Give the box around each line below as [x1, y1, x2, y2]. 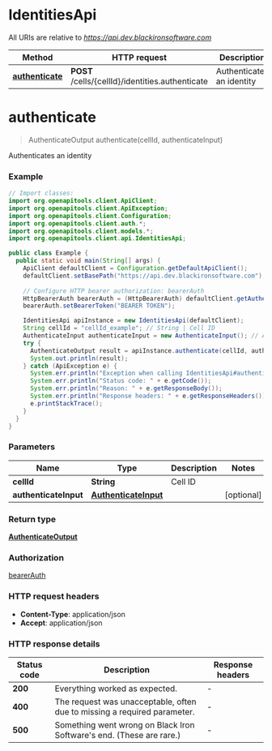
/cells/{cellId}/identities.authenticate [70, 75, 209, 87]
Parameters [8, 441, 55, 453]
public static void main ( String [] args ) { [15, 257, 161, 265]
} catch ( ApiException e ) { [23, 362, 117, 370]
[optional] [224, 489, 262, 500]
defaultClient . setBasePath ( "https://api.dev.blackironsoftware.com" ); [23, 272, 266, 280]
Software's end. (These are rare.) [54, 729, 181, 740]
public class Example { [8, 249, 89, 257]
